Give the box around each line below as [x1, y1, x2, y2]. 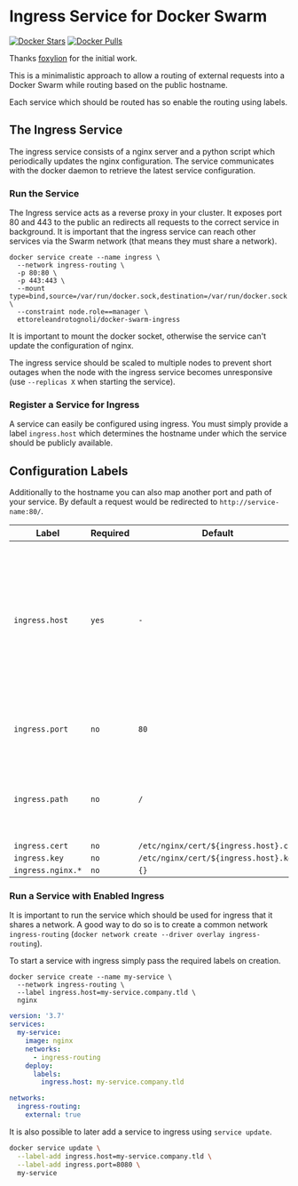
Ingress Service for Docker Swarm [9, 6, 268, 27]
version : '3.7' [9, 1012, 66, 1021]
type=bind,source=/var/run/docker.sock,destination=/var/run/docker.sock [9, 292, 288, 301]
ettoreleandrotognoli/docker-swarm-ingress [17, 316, 180, 325]
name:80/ [9, 508, 42, 517]
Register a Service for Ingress [9, 398, 140, 411]
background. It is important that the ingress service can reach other [9, 227, 256, 237]
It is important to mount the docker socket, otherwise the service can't [9, 331, 267, 341]
